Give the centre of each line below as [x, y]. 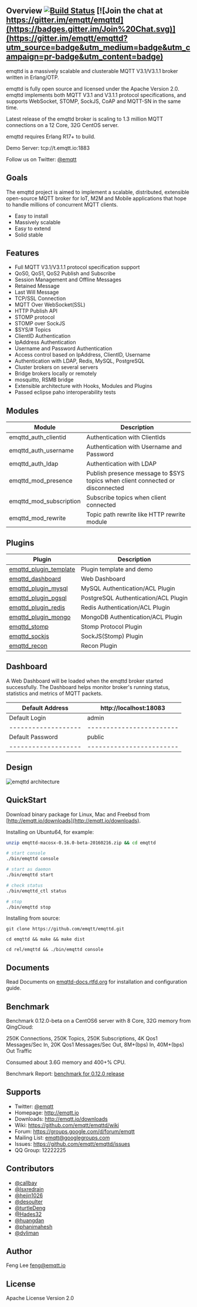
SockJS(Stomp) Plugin [112, 636]
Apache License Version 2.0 [40, 1298]
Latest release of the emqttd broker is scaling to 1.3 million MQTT [85, 119]
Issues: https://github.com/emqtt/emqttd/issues [72, 1144]
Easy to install [31, 216]
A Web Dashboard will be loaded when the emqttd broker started [84, 681]
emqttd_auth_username [42, 451]
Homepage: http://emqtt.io [47, 1112]
